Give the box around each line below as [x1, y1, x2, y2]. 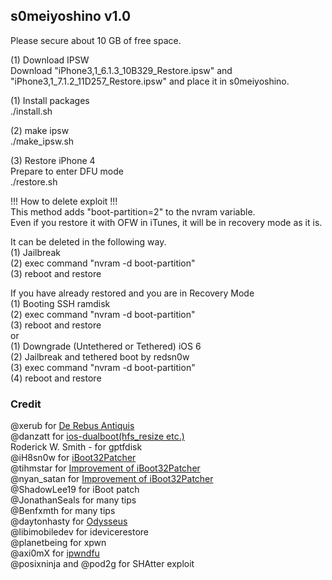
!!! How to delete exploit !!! [10, 195, 118, 207]
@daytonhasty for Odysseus [10, 515, 128, 528]
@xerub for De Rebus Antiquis [10, 420, 135, 432]
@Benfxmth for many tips [10, 505, 116, 517]
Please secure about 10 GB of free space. [10, 34, 182, 46]
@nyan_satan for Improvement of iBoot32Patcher [10, 473, 214, 485]
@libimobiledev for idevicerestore [10, 526, 149, 538]
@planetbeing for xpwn [10, 537, 107, 549]
